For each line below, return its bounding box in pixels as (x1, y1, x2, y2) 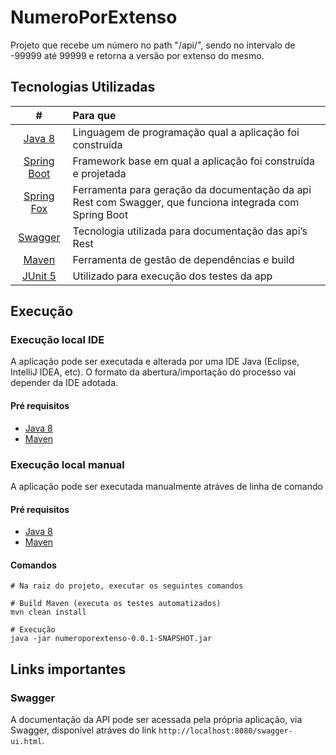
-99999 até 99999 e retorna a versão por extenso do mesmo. (10, 49, 265, 61)
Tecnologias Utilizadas (10, 79, 156, 96)
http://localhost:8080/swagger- (158, 726, 293, 736)
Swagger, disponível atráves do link (10, 724, 157, 736)
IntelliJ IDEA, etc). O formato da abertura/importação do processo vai (10, 366, 297, 378)
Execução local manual (10, 457, 125, 471)
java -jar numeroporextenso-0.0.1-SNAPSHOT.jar (10, 634, 213, 644)
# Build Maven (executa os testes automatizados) (10, 599, 222, 609)
